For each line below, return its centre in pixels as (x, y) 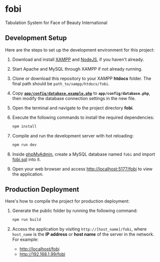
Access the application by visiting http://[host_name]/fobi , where (79, 229)
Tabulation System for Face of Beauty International (56, 23)
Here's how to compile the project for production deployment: (67, 201)
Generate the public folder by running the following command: (75, 211)
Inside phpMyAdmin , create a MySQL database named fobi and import (84, 154)
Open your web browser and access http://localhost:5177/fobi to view (82, 169)
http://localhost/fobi (39, 249)
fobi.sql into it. (26, 159)
